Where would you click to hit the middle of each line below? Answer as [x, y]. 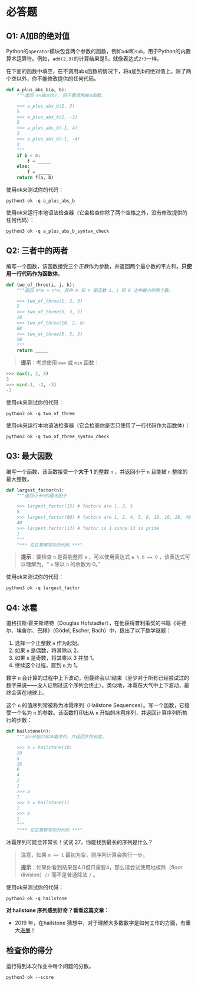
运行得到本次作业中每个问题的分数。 [50, 966]
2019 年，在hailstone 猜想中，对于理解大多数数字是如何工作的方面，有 [100, 923]
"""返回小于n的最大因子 [42, 496]
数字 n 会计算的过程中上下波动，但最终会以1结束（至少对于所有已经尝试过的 [98, 678]
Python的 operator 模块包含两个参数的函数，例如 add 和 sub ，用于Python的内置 [99, 51]
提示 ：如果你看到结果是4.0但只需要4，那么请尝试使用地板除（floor [101, 867]
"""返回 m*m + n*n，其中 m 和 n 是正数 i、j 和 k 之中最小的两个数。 [95, 290]
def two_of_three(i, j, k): [41, 285]
